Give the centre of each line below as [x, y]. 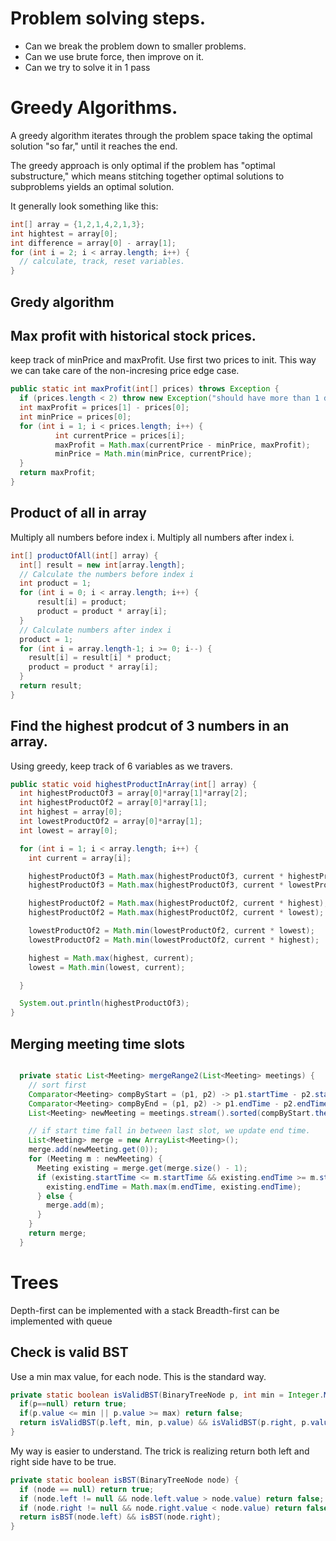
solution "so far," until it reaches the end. [94, 146]
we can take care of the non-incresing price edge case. [125, 371]
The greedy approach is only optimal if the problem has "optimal [143, 165]
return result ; [51, 686]
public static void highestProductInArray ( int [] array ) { [133, 784]
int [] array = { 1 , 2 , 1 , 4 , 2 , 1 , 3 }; [78, 224]
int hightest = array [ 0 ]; [64, 233]
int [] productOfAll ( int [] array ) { [84, 555]
